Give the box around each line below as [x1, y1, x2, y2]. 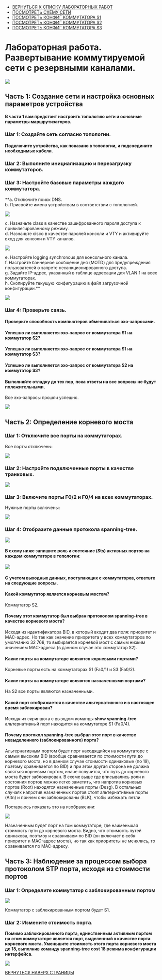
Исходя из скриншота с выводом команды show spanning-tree [5, 715, 137, 722]
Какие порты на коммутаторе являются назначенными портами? [5, 677, 146, 683]
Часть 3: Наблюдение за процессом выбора [5, 857, 147, 866]
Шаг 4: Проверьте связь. [5, 307, 67, 313]
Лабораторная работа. [5, 42, 102, 53]
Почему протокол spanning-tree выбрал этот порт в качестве [5, 732, 137, 738]
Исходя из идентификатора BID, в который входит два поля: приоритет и [5, 629, 156, 635]
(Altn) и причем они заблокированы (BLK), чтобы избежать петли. [5, 794, 142, 800]
